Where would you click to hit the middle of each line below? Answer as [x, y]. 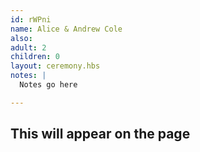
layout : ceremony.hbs [55, 66]
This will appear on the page [100, 134]
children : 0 [35, 57]
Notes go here [48, 85]
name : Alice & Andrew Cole [66, 29]
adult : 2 [28, 47]
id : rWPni [31, 19]
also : [21, 38]
